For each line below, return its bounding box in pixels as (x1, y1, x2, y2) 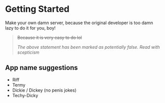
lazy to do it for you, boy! (5, 25, 56, 31)
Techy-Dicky (12, 92, 38, 98)
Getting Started (5, 3, 70, 15)
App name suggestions (5, 64, 78, 72)
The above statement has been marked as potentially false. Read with (17, 44, 160, 50)
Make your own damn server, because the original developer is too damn (5, 20, 154, 26)
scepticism (17, 49, 39, 55)
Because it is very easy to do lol (17, 34, 82, 40)
